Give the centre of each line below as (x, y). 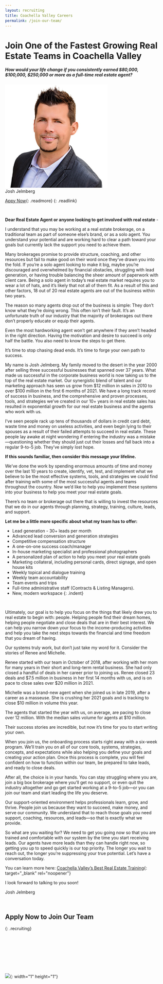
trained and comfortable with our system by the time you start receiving (77, 838)
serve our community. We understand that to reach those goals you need (78, 812)
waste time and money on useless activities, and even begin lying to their (78, 426)
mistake (147, 436)
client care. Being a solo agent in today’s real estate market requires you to (80, 280)
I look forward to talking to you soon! (42, 882)
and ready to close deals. (30, 767)
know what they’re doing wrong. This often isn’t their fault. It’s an (70, 310)
